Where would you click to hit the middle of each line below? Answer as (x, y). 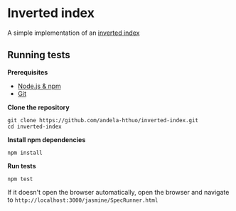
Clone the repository (38, 107)
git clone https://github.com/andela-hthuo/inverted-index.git (103, 120)
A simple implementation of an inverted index (74, 33)
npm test (20, 179)
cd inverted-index (34, 126)
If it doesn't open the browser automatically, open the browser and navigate (118, 192)
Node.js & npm (39, 86)
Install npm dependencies (47, 139)
